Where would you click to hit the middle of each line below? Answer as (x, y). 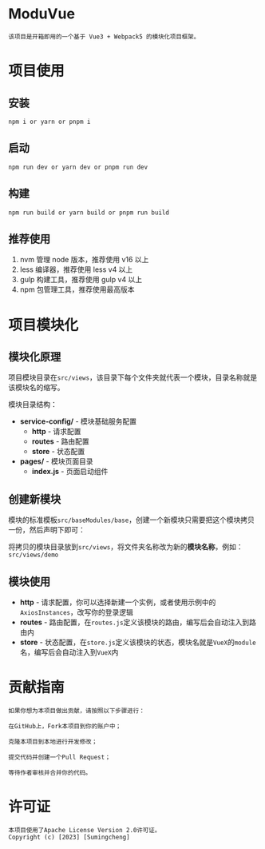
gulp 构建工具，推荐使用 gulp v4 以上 (81, 280)
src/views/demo (34, 555)
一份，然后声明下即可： (47, 530)
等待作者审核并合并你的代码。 (50, 772)
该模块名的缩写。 (36, 388)
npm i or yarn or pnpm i (49, 122)
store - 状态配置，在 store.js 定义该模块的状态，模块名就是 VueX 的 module (138, 642)
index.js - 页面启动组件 (70, 472)
